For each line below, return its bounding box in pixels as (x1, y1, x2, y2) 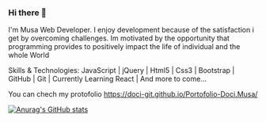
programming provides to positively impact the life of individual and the (8, 42, 241, 51)
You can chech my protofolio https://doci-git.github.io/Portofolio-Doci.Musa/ (8, 90, 258, 99)
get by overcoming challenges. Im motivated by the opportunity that (8, 33, 230, 43)
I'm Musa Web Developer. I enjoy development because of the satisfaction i (8, 25, 255, 35)
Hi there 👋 (8, 7, 47, 18)
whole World (8, 51, 50, 60)
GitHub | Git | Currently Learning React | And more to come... (8, 74, 207, 84)
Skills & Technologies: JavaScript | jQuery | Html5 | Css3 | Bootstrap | (8, 66, 235, 75)
